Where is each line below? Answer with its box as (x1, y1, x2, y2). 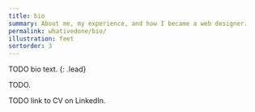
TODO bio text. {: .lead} (8, 64, 87, 74)
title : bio (8, 11, 45, 20)
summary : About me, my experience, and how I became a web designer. (8, 19, 249, 28)
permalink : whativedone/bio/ (8, 27, 107, 35)
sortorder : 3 (8, 42, 53, 50)
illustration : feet (8, 34, 74, 43)
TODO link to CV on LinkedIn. (8, 96, 106, 106)
